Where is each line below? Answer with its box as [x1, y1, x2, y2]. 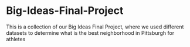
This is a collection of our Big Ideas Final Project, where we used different [6, 23, 184, 30]
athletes [6, 35, 26, 42]
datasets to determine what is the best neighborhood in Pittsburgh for [6, 29, 175, 36]
